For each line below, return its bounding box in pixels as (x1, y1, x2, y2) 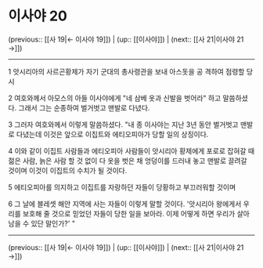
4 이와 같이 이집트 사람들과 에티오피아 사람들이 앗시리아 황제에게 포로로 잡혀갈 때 (8, 146, 255, 155)
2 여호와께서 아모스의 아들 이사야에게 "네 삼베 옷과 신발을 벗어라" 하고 (8, 93, 222, 103)
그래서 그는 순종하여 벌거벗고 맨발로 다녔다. (18, 103, 150, 112)
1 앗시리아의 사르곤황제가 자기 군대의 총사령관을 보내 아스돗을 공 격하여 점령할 (8, 67, 245, 76)
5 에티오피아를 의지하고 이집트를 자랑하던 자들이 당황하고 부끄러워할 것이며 (8, 182, 236, 192)
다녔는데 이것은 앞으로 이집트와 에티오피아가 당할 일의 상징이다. (16, 129, 209, 139)
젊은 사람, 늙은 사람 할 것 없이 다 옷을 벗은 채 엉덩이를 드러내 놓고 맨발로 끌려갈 (8, 156, 248, 165)
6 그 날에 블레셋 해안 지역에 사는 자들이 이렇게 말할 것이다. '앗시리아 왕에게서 (8, 199, 242, 208)
